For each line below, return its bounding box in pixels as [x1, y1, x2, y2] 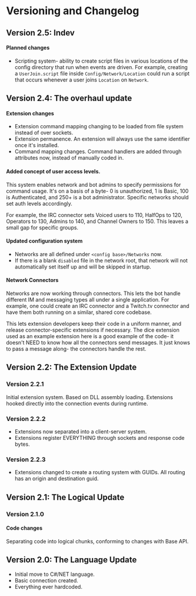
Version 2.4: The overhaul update [6, 93, 132, 103]
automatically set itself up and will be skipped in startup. [14, 263, 151, 270]
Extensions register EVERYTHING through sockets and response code [14, 434, 185, 441]
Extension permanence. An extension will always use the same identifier [14, 135, 190, 142]
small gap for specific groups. [6, 223, 78, 231]
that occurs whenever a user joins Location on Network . [14, 76, 149, 83]
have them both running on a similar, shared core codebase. [6, 309, 152, 316]
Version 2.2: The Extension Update [6, 362, 137, 372]
